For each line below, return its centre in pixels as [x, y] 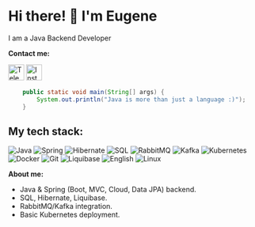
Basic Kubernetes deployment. [70, 215]
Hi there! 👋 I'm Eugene [83, 16]
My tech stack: [46, 131]
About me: [26, 174]
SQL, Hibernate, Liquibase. [63, 198]
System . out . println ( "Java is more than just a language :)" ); [141, 99]
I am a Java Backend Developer [60, 38]
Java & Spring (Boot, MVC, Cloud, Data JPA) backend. [108, 190]
